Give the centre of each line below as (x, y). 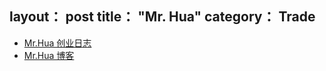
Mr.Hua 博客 (49, 55)
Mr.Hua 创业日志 (57, 43)
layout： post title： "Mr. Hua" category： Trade (162, 17)
